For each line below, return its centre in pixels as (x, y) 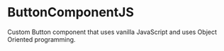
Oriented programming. (41, 39)
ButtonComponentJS (71, 12)
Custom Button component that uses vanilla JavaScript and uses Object (112, 32)
